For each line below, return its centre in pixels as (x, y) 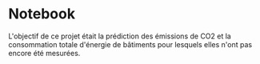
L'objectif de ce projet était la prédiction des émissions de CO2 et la (120, 36)
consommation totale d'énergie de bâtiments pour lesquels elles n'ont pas (130, 44)
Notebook (42, 14)
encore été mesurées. (44, 53)
